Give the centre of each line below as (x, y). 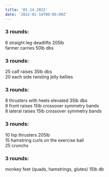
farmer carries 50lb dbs (29, 48)
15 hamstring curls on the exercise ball (45, 140)
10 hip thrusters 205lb (28, 135)
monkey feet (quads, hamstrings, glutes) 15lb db (54, 169)
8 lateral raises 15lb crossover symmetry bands (54, 111)
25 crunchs (17, 145)
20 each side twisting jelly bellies (39, 77)
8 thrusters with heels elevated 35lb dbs (47, 100)
